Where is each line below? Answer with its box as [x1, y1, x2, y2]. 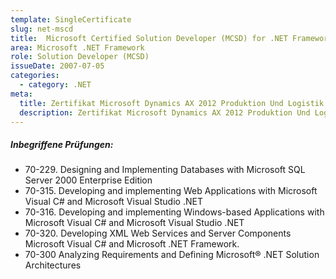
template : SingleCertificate [10, 14, 132, 25]
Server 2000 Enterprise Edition [24, 174, 153, 186]
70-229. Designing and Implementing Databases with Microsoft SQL [24, 164, 306, 176]
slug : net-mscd [10, 24, 74, 34]
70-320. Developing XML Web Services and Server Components [24, 227, 292, 240]
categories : [10, 71, 60, 81]
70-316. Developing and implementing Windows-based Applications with [24, 206, 325, 218]
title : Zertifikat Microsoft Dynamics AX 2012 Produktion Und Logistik [19, 98, 325, 108]
